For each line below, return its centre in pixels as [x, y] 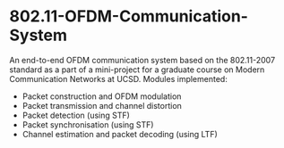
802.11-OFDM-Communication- [129, 16]
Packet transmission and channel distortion [102, 105]
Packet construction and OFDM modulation [102, 96]
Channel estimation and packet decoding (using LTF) [120, 134]
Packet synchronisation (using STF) [88, 124]
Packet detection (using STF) [76, 115]
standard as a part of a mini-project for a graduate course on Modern [137, 70]
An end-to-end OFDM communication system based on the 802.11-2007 [142, 60]
